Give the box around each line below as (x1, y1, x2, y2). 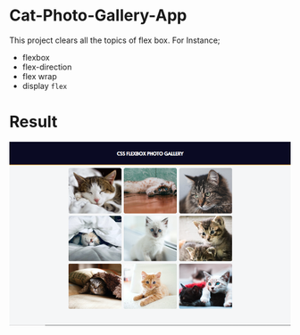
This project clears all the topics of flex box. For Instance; (9, 35, 221, 45)
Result (9, 112, 58, 132)
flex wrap (21, 70, 57, 81)
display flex (21, 80, 68, 91)
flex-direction (21, 61, 72, 72)
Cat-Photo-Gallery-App (9, 5, 187, 26)
